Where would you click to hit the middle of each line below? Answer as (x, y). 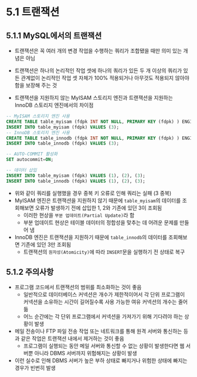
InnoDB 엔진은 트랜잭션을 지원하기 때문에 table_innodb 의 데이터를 (91, 237)
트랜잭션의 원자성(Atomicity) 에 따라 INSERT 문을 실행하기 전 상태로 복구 (104, 252)
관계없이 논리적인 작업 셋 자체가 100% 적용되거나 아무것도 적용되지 (97, 78)
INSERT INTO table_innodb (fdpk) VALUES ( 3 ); (62, 144)
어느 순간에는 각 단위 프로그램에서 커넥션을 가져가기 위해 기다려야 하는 (103, 317)
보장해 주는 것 (41, 85)
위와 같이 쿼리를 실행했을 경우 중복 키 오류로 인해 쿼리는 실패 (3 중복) (93, 193)
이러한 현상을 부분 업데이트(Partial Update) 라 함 (79, 215)
